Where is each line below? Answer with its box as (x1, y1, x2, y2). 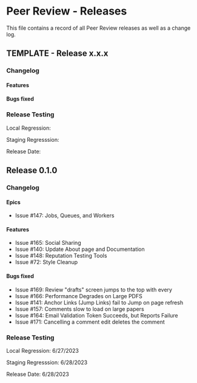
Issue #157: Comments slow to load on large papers (15, 305, 144, 313)
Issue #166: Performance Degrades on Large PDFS (15, 292, 142, 299)
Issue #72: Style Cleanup (15, 259, 78, 266)
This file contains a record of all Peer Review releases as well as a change (6, 24, 191, 32)
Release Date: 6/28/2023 (6, 370, 70, 378)
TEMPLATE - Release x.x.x (6, 48, 109, 59)
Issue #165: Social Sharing (15, 239, 81, 247)
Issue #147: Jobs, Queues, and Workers (15, 212, 115, 219)
